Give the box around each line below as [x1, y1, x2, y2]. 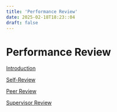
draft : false [6, 20, 38, 25]
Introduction [6, 65, 36, 72]
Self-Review [6, 76, 36, 84]
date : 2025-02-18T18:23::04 [6, 14, 76, 20]
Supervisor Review [6, 99, 52, 107]
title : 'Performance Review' [6, 8, 78, 15]
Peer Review [6, 88, 37, 95]
